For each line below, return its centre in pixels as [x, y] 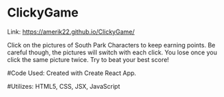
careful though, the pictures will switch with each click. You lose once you [112, 52]
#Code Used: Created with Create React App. [72, 73]
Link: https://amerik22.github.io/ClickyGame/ [71, 32]
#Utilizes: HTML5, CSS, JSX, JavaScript [64, 86]
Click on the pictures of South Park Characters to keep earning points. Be [111, 45]
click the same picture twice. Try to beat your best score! [88, 59]
